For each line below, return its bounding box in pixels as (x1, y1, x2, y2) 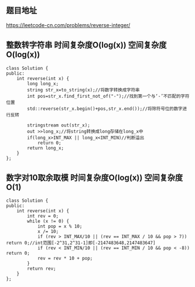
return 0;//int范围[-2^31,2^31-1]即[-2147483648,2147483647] (6, 240, 156, 246)
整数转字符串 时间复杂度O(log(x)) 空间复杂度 (6, 40, 167, 50)
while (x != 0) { (27, 218, 69, 225)
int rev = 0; (27, 213, 59, 219)
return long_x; (27, 145, 64, 151)
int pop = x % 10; (37, 223, 83, 229)
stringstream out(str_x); (27, 122, 91, 128)
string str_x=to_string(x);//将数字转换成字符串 (27, 87, 140, 93)
